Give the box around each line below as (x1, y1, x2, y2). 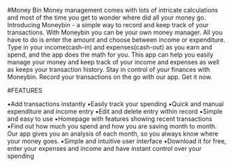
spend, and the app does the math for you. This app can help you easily (7, 50, 214, 59)
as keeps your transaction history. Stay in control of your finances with (7, 66, 211, 73)
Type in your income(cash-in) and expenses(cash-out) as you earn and (7, 43, 213, 51)
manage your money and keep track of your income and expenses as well (7, 58, 220, 66)
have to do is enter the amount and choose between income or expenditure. (7, 36, 225, 44)
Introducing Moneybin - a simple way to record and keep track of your (7, 21, 209, 29)
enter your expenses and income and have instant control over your (7, 145, 202, 152)
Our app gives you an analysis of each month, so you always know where (7, 129, 218, 138)
